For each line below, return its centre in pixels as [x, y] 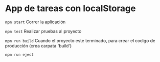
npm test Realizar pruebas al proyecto [43, 31]
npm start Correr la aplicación [35, 22]
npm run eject [20, 54]
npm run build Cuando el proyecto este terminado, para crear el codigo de [80, 40]
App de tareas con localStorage [70, 8]
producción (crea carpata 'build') [38, 46]
